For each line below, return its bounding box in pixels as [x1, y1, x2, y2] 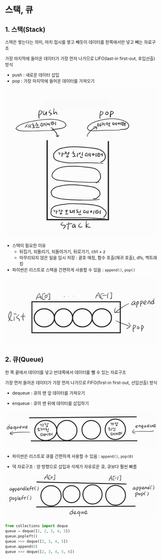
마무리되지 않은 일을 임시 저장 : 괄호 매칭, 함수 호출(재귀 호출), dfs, [19, 254, 145, 260]
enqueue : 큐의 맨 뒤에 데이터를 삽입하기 [12, 400, 89, 406]
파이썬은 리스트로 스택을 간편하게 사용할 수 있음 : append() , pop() [12, 267, 135, 272]
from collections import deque [5, 523, 68, 528]
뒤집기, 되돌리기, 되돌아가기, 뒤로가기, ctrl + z [19, 249, 105, 254]
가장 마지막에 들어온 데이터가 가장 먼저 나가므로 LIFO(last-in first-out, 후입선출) [5, 55, 156, 61]
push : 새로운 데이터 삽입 [12, 72, 59, 78]
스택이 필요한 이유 [12, 242, 46, 248]
